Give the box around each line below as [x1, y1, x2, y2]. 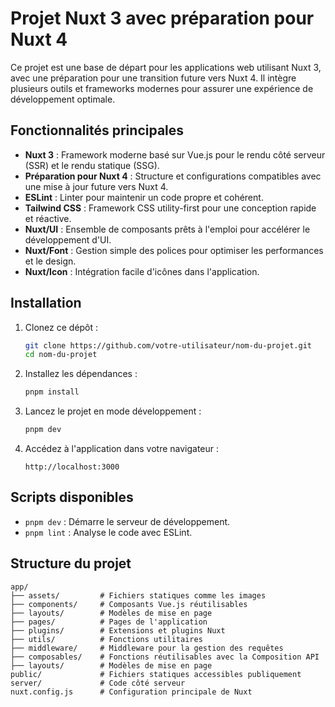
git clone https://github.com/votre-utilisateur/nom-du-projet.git [24, 340, 312, 351]
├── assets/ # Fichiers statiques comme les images [10, 590, 267, 601]
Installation [10, 295, 82, 312]
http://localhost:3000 [24, 462, 120, 472]
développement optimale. [10, 93, 116, 105]
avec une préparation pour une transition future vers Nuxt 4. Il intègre [10, 72, 297, 84]
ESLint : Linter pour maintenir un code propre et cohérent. [24, 191, 264, 203]
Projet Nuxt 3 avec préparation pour [10, 7, 315, 30]
